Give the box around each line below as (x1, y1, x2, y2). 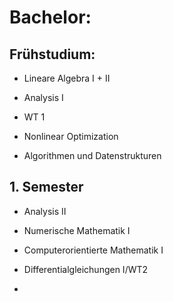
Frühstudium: (9, 46, 96, 63)
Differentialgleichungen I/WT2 (23, 263, 149, 275)
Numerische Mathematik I (23, 224, 131, 236)
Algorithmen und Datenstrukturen (23, 150, 162, 161)
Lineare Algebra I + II (23, 72, 111, 84)
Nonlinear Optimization (23, 131, 119, 142)
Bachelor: (9, 6, 92, 29)
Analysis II (23, 205, 67, 217)
